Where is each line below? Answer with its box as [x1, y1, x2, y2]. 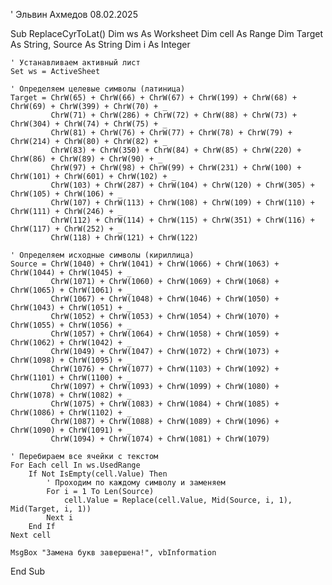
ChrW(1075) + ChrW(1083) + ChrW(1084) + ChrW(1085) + [50, 399, 280, 409]
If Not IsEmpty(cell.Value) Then [28, 469, 168, 479]
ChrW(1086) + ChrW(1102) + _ [10, 408, 132, 418]
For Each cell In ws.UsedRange [10, 460, 141, 470]
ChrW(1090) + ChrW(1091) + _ [10, 425, 132, 435]
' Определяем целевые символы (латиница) [10, 84, 186, 94]
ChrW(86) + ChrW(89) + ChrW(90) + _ [10, 154, 163, 164]
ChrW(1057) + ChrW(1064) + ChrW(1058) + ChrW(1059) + [50, 329, 280, 339]
